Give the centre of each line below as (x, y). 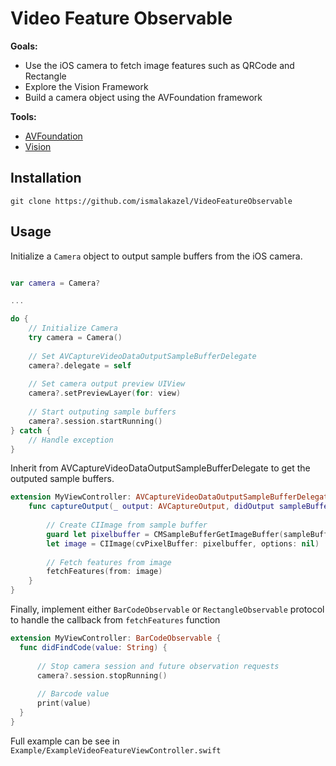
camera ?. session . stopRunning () (102, 675)
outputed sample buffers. (62, 479)
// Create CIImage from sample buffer (127, 525)
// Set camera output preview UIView (107, 384)
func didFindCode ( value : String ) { (93, 647)
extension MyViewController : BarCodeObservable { (116, 638)
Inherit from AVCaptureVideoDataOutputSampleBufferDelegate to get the (160, 468)
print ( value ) (64, 703)
